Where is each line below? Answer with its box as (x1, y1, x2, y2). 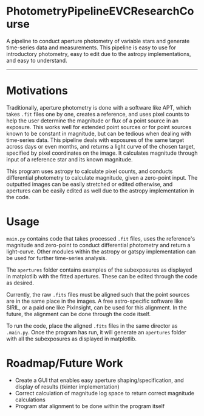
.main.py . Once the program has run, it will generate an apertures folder (6, 328, 186, 336)
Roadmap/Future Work (6, 356, 123, 370)
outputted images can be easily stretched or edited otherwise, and (6, 180, 173, 188)
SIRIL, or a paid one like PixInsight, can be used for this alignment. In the (6, 303, 187, 311)
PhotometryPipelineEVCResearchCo (6, 4, 194, 18)
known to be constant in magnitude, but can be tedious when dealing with (6, 130, 192, 137)
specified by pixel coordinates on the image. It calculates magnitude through (6, 149, 198, 157)
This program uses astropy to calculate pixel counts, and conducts (6, 167, 173, 175)
